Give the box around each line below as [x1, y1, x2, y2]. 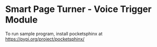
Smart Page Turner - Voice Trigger [5, 3, 152, 15]
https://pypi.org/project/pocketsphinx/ [5, 36, 85, 42]
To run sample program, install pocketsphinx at [5, 30, 103, 36]
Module [5, 14, 38, 25]
